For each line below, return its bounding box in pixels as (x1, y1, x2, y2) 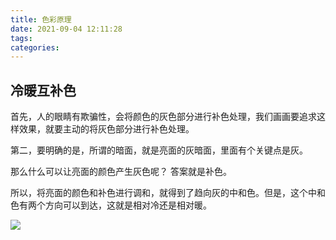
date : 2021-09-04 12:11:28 (10, 24, 123, 34)
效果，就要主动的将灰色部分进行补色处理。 (18, 123, 195, 135)
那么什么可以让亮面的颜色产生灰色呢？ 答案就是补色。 (10, 166, 232, 178)
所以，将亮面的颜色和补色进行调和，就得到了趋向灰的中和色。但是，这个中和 (10, 187, 326, 199)
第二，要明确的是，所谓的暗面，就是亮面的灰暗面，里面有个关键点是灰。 (10, 144, 308, 156)
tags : (10, 33, 33, 43)
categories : (10, 42, 60, 53)
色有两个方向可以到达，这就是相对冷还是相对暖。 (10, 199, 212, 211)
